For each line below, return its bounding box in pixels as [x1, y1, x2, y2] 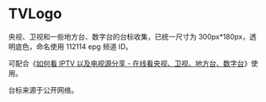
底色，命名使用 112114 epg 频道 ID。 [14, 41, 133, 51]
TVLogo [8, 5, 62, 23]
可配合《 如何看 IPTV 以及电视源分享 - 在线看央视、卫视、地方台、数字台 [8, 59, 244, 68]
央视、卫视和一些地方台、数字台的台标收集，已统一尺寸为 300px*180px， [8, 32, 250, 41]
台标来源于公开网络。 [8, 85, 78, 95]
